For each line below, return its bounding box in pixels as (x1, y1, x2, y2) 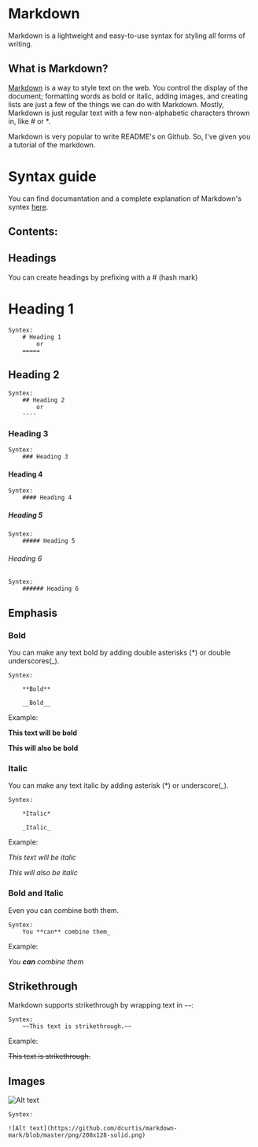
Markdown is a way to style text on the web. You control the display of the (8, 83, 249, 92)
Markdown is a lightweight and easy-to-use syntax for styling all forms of (8, 31, 245, 40)
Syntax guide (8, 167, 97, 185)
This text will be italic (8, 852, 77, 863)
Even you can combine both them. (8, 905, 120, 915)
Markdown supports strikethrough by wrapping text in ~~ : (8, 1000, 194, 1010)
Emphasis (8, 606, 57, 619)
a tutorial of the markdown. (8, 139, 96, 150)
